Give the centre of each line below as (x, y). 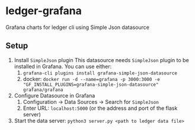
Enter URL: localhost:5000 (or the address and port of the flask (100, 108)
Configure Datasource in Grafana (55, 95)
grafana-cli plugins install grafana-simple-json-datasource (100, 73)
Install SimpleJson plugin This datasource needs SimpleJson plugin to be (101, 60)
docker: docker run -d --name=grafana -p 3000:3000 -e (92, 79)
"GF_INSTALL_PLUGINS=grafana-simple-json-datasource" (91, 84)
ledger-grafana (44, 11)
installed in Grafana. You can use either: (63, 66)
